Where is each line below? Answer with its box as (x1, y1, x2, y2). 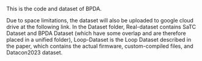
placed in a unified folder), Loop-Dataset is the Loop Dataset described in (6, 36, 192, 43)
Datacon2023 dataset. (6, 49, 63, 56)
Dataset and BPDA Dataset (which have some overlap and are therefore (6, 30, 186, 37)
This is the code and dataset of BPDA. (6, 5, 102, 12)
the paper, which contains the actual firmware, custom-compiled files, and (6, 42, 193, 50)
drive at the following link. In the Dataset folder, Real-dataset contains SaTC (6, 24, 197, 30)
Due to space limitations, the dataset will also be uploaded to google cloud (6, 17, 194, 24)
